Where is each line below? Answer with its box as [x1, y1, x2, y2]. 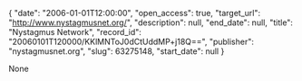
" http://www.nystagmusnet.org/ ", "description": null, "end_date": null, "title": [8, 17, 294, 28]
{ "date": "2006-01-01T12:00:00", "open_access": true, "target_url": [8, 8, 261, 18]
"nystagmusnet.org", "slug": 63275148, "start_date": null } [8, 46, 225, 57]
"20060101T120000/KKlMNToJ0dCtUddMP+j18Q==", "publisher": [8, 36, 255, 47]
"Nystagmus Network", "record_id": [8, 27, 142, 37]
